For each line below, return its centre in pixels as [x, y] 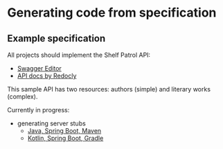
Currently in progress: [38, 110]
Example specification [56, 38]
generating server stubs [52, 123]
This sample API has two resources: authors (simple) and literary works [109, 89]
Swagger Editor [39, 68]
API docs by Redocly [47, 76]
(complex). [23, 96]
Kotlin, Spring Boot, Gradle [65, 138]
